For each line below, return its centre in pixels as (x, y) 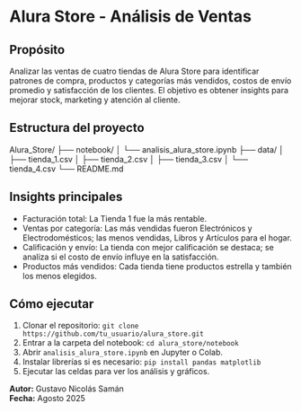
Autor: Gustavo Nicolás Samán (66, 389)
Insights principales (66, 197)
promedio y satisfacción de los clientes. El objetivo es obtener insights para (149, 90)
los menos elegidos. (59, 276)
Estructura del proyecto (77, 128)
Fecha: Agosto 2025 (47, 399)
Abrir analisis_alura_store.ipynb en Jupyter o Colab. (122, 353)
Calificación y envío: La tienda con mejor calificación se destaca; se (148, 247)
